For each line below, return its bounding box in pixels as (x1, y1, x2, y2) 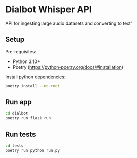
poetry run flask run (5, 116, 51, 121)
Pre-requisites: (5, 48, 37, 54)
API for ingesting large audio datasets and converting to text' (5, 20, 132, 26)
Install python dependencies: (5, 74, 66, 80)
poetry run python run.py (5, 148, 60, 153)
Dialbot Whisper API (5, 4, 92, 15)
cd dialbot (5, 111, 28, 116)
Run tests (5, 130, 36, 138)
